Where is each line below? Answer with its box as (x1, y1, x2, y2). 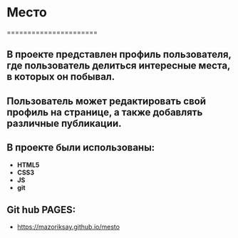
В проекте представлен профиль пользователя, (6, 48, 232, 61)
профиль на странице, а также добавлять (6, 106, 203, 118)
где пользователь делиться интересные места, (6, 60, 231, 72)
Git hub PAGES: (6, 204, 76, 216)
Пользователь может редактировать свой (6, 95, 206, 107)
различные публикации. (6, 117, 122, 129)
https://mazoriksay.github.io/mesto (16, 222, 120, 232)
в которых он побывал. (6, 71, 115, 83)
